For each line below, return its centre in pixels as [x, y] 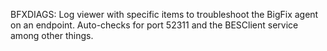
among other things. [52, 35]
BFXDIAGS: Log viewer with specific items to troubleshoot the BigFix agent [164, 14]
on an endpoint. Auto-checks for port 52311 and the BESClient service [154, 25]
